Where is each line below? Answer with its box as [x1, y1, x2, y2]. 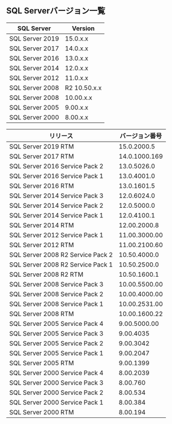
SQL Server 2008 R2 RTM [9, 270, 83, 279]
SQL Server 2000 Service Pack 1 [9, 398, 104, 406]
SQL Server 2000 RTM [9, 408, 74, 416]
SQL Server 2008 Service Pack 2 [9, 290, 104, 298]
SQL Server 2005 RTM [9, 359, 74, 367]
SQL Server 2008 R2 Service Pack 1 [9, 260, 113, 268]
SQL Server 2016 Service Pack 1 [9, 171, 104, 180]
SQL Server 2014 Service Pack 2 [9, 201, 104, 210]
